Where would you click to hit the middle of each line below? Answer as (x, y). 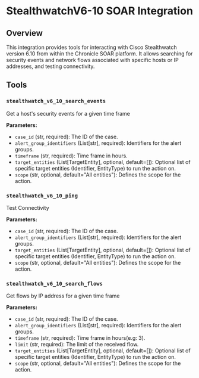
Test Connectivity (28, 207)
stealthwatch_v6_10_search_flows (54, 283)
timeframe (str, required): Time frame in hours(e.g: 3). (80, 338)
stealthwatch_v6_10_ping (42, 196)
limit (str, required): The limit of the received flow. (77, 345)
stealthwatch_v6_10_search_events (56, 101)
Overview (25, 33)
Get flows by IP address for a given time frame (63, 296)
